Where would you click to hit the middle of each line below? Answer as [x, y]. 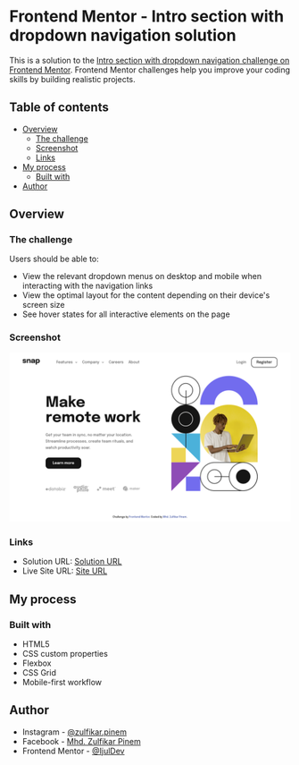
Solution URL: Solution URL [72, 562]
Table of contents [59, 108]
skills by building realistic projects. [72, 79]
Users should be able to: [54, 259]
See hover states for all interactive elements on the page [126, 314]
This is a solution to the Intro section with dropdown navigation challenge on [149, 60]
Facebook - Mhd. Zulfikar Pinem [81, 741]
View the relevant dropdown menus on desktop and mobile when [141, 276]
